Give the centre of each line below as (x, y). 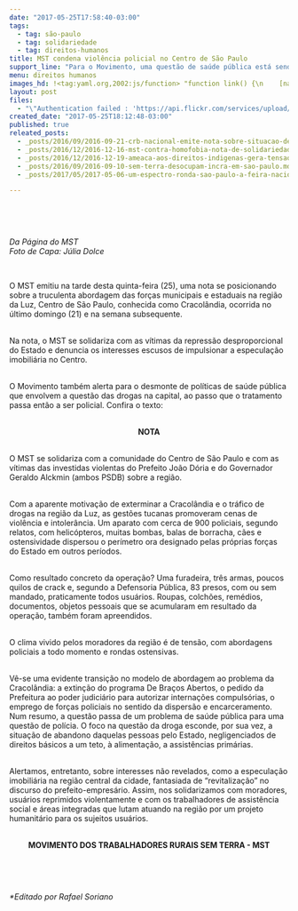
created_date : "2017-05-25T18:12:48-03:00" (91, 116)
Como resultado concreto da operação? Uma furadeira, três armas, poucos (147, 578)
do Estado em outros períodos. (66, 551)
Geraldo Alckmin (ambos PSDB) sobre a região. (96, 477)
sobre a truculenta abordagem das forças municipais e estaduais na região (146, 295)
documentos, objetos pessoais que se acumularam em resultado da (133, 606)
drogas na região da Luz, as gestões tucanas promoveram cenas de (133, 514)
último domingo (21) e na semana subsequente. (96, 314)
